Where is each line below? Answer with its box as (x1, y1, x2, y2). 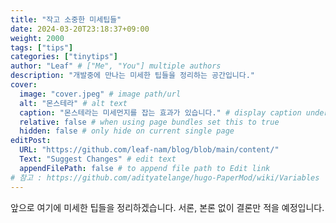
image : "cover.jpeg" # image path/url (19, 89, 182, 99)
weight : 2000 (10, 33, 65, 43)
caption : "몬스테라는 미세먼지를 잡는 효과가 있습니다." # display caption (19, 107, 302, 118)
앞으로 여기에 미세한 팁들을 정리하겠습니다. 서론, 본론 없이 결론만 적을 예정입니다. (10, 201, 325, 213)
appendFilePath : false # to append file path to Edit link (19, 163, 271, 173)
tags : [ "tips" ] (10, 42, 74, 53)
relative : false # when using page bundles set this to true (19, 117, 280, 127)
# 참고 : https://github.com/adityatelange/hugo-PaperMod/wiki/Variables (10, 172, 320, 183)
